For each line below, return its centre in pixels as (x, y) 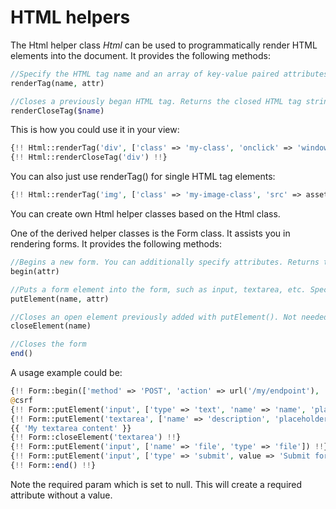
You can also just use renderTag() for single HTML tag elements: (143, 177)
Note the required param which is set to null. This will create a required (156, 484)
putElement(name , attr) (60, 299)
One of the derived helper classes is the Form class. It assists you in (150, 233)
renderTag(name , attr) (57, 83)
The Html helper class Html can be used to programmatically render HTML (164, 45)
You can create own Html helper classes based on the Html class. (145, 214)
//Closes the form (48, 344)
